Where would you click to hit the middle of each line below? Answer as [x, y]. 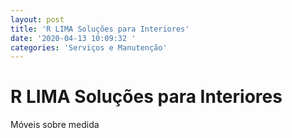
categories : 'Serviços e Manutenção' [89, 47]
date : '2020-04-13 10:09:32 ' [73, 38]
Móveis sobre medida [55, 125]
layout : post [37, 19]
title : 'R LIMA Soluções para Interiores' [100, 29]
